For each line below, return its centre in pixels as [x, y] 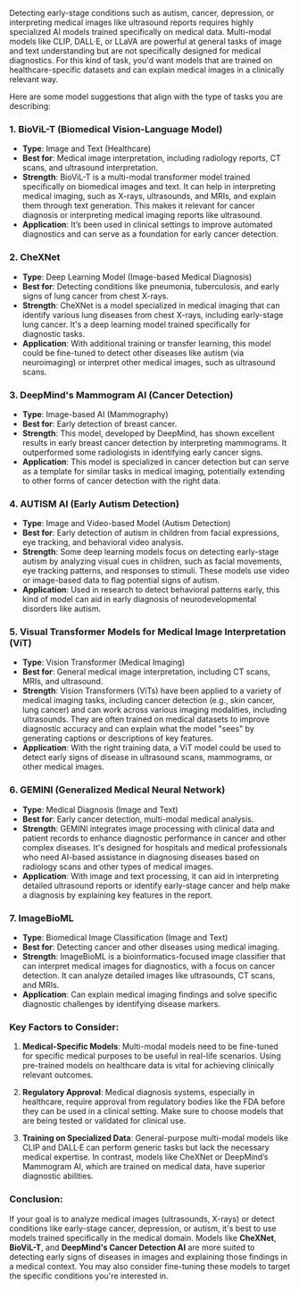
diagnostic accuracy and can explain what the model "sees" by [138, 729]
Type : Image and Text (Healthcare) [87, 149]
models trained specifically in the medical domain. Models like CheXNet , [143, 1237]
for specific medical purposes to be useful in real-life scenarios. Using [151, 1056]
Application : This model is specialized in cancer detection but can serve [156, 461]
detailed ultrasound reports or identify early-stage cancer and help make [156, 885]
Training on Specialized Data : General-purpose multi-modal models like [155, 1138]
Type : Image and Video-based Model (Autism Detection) [126, 524]
